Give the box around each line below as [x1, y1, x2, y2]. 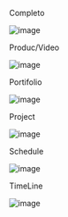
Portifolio [9, 77, 42, 88]
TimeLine [9, 180, 43, 191]
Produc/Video [9, 42, 60, 53]
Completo [9, 8, 45, 18]
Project [9, 112, 35, 121]
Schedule [9, 146, 44, 156]
